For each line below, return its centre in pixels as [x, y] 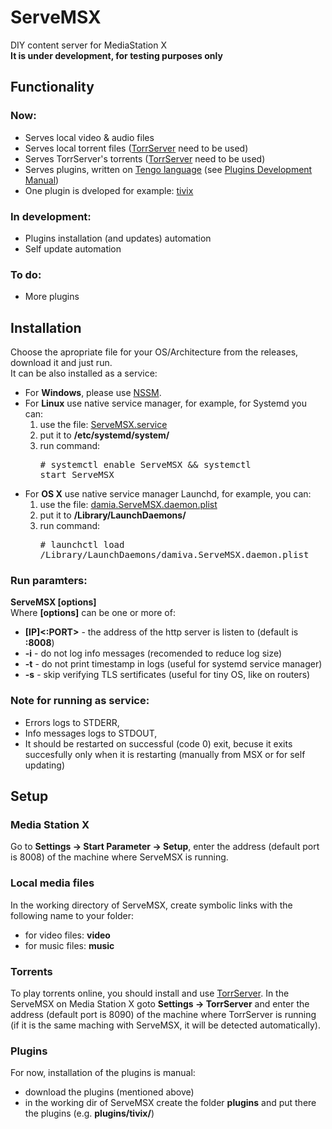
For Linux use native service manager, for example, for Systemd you [166, 403]
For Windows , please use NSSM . [93, 393]
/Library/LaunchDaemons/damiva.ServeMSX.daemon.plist [174, 555]
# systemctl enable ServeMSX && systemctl [145, 465]
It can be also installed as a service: [84, 373]
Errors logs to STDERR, [72, 722]
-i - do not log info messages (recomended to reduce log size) [153, 653]
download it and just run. [61, 363]
